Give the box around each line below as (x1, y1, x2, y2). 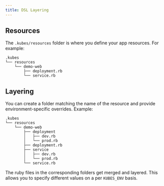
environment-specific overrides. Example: (5, 106, 93, 112)
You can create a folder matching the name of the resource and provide (5, 101, 156, 107)
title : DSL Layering (5, 7, 49, 13)
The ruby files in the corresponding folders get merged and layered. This (5, 170, 158, 176)
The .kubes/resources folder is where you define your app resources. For (5, 40, 159, 46)
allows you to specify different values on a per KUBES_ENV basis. (5, 175, 138, 181)
